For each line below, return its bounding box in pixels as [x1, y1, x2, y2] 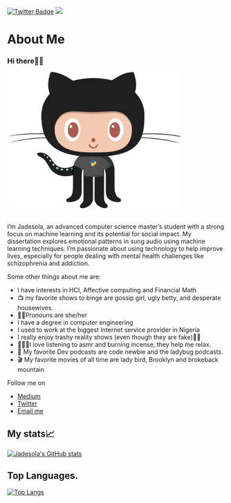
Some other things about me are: [7, 273, 101, 281]
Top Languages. [7, 470, 78, 482]
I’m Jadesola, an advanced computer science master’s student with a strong [7, 222, 225, 231]
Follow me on [7, 379, 46, 387]
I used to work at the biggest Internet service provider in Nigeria [17, 325, 201, 334]
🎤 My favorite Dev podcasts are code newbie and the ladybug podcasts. [17, 348, 223, 356]
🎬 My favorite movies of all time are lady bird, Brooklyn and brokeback [17, 356, 219, 364]
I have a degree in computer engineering [17, 319, 133, 327]
